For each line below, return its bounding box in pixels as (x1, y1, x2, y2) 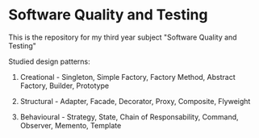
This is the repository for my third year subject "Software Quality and (8, 32, 237, 42)
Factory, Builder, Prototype (19, 81, 110, 90)
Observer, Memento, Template (19, 120, 122, 130)
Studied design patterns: (8, 56, 90, 66)
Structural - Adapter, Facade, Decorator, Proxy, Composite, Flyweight (19, 96, 251, 106)
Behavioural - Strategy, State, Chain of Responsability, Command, (19, 111, 240, 122)
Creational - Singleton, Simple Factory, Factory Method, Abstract (19, 72, 236, 82)
